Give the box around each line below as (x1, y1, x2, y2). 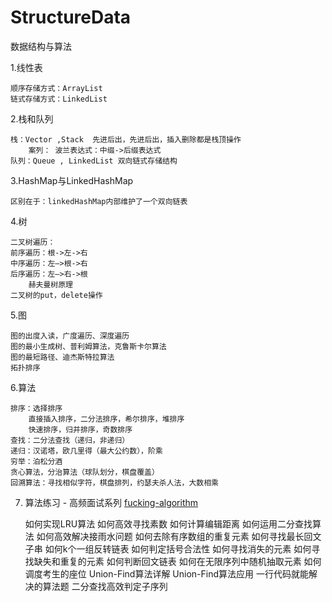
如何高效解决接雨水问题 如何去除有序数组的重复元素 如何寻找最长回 (36, 530, 313, 542)
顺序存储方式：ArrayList (10, 83, 103, 93)
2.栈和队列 (10, 112, 54, 125)
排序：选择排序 (10, 403, 63, 413)
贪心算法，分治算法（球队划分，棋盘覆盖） (10, 467, 160, 477)
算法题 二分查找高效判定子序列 (42, 580, 168, 592)
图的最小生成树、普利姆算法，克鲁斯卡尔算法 (10, 341, 167, 351)
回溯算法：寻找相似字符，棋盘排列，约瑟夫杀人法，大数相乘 (10, 477, 219, 488)
